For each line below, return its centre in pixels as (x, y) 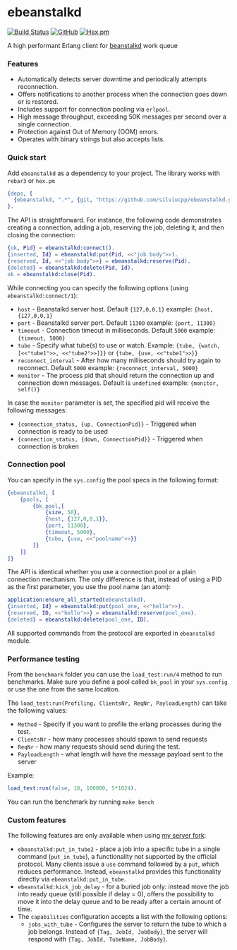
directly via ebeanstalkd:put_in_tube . (72, 879)
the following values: (37, 711)
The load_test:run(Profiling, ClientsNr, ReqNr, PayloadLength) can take (117, 703)
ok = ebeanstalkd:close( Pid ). (52, 274)
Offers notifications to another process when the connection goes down (122, 94)
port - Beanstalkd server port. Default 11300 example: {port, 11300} (117, 323)
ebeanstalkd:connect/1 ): (43, 295)
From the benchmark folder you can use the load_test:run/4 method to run (115, 675)
